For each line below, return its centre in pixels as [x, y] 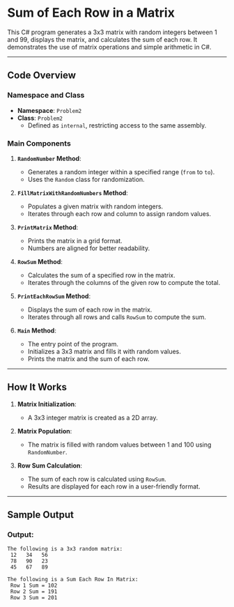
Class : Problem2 [40, 118]
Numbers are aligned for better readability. [89, 248]
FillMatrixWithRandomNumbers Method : [73, 192]
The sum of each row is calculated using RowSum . [97, 479]
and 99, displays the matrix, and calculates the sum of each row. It [102, 39]
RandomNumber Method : [49, 158]
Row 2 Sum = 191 [34, 592]
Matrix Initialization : [47, 404]
